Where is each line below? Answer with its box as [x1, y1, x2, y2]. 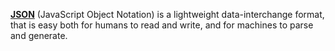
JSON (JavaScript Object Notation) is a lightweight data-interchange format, [10, 9, 325, 20]
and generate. [10, 30, 68, 41]
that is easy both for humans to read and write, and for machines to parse [10, 19, 314, 31]
